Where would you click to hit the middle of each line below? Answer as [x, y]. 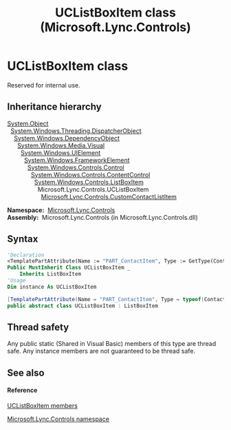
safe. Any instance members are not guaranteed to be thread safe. [101, 351]
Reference [22, 390]
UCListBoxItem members [42, 405]
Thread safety [38, 327]
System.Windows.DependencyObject [67, 138]
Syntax [23, 239]
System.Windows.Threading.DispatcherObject [76, 131]
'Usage [16, 280]
